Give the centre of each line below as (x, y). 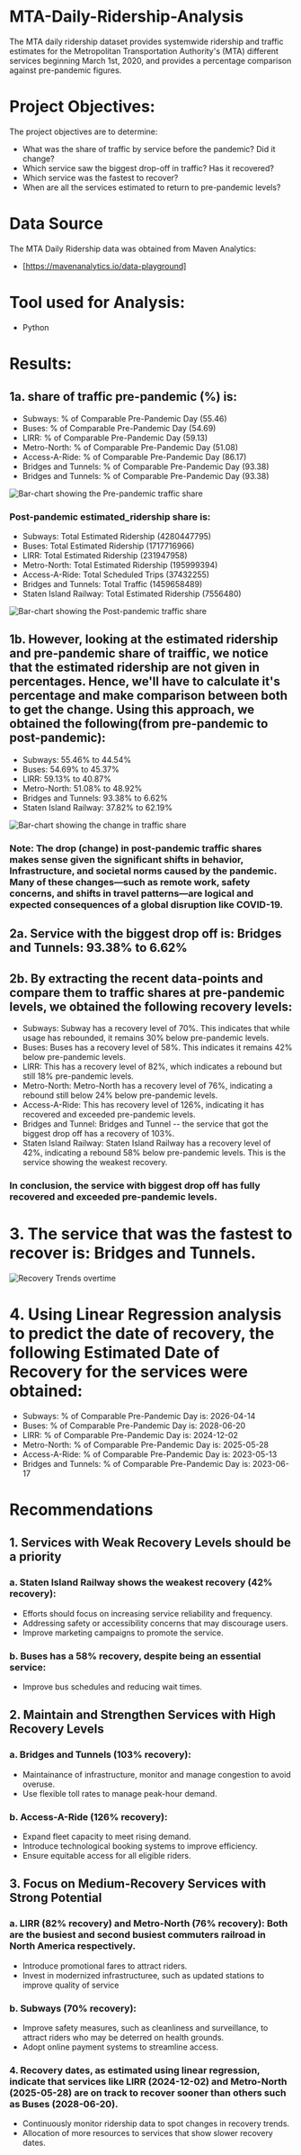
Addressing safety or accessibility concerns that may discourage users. (155, 1623)
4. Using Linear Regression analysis (146, 1314)
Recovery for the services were (129, 1372)
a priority (35, 1557)
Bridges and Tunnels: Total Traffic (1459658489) (112, 584)
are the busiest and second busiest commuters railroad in (138, 1935)
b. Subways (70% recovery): (73, 2008)
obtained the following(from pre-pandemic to (139, 724)
